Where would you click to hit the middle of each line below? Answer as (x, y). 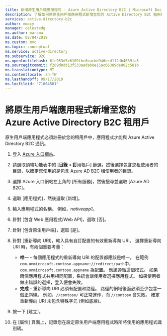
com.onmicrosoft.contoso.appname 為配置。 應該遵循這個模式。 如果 (89, 270)
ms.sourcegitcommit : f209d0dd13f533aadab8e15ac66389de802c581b (72, 65)
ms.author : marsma (24, 33)
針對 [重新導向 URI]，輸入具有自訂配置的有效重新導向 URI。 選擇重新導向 (87, 240)
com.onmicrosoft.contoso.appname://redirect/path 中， (77, 263)
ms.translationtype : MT (30, 70)
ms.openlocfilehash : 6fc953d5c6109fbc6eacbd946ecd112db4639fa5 (72, 61)
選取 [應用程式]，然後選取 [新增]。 (47, 198)
